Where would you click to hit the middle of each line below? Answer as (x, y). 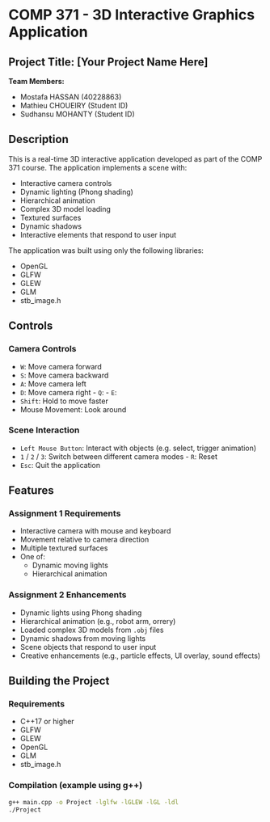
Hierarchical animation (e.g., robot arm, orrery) (98, 621)
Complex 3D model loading (65, 209)
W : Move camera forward (61, 366)
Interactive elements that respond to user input (98, 234)
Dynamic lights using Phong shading (81, 613)
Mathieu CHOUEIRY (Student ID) (74, 105)
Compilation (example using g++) (76, 786)
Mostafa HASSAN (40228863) (71, 97)
